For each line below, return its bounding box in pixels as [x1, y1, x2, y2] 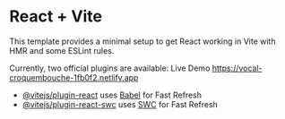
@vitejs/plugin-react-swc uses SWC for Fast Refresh [22, 98, 218, 109]
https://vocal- [212, 63, 263, 73]
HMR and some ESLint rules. [9, 45, 115, 55]
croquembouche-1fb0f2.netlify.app [9, 72, 139, 82]
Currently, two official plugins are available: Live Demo [9, 63, 211, 73]
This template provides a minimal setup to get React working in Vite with [9, 36, 276, 47]
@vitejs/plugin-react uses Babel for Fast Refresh [22, 89, 203, 100]
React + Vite [9, 6, 103, 27]
